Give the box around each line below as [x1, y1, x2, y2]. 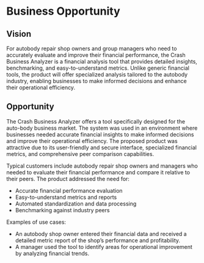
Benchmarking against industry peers [15, 206, 110, 213]
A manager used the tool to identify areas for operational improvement [15, 243, 192, 250]
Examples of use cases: [6, 218, 66, 226]
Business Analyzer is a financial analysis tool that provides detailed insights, [6, 58, 197, 65]
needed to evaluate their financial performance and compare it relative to [6, 168, 191, 176]
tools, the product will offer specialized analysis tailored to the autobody [6, 71, 188, 78]
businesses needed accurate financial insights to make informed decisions [6, 130, 194, 138]
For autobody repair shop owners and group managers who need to [6, 45, 177, 52]
